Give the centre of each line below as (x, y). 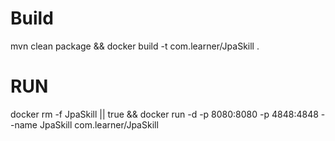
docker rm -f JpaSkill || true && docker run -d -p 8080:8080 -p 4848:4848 (164, 114)
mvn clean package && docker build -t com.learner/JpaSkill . (135, 46)
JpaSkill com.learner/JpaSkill (99, 124)
